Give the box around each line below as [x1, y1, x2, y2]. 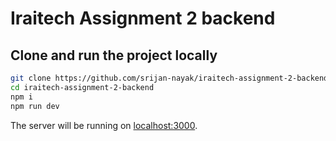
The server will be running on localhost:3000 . [10, 119, 198, 131]
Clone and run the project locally [10, 47, 218, 64]
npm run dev [10, 101, 60, 111]
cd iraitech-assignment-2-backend [10, 82, 155, 92]
